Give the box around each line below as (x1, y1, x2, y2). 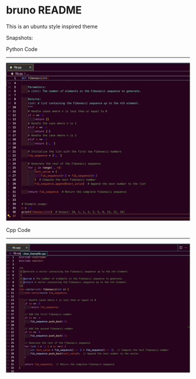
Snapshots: (6, 34, 33, 41)
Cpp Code (6, 227, 31, 234)
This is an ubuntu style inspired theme (6, 23, 98, 30)
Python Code (6, 45, 38, 53)
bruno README (6, 4, 82, 17)
